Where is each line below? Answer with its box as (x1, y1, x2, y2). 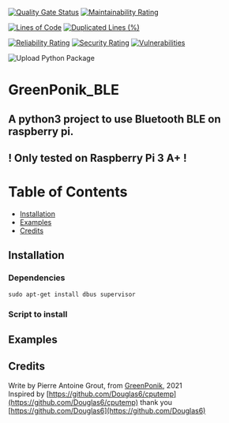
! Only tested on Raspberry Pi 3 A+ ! (8, 151, 187, 165)
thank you (139, 397, 172, 406)
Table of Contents (8, 183, 128, 201)
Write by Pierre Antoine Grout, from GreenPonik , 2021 (8, 380, 183, 390)
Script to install (8, 309, 68, 320)
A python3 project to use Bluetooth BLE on (8, 112, 221, 125)
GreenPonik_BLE (8, 81, 120, 99)
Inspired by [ (8, 389, 50, 399)
